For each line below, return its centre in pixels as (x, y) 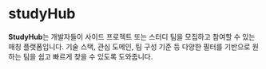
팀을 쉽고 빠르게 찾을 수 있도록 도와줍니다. (88, 56)
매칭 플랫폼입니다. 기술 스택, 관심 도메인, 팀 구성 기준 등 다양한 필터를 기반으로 (129, 46)
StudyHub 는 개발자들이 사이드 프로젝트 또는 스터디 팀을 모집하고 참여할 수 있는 (132, 36)
